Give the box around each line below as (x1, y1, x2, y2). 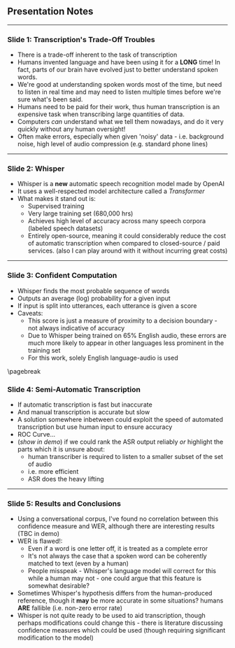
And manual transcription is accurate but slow (17, 408, 150, 416)
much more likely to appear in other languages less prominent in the (27, 339, 225, 347)
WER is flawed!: (17, 537, 63, 545)
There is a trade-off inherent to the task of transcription (17, 50, 178, 59)
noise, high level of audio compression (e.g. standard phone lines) (17, 140, 208, 148)
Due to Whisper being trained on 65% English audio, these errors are (27, 331, 227, 339)
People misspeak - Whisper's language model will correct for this (27, 567, 217, 575)
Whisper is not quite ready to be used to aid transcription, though (17, 612, 206, 620)
